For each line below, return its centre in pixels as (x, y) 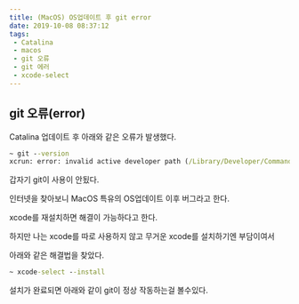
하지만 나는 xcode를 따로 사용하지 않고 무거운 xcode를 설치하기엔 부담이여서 (142, 236)
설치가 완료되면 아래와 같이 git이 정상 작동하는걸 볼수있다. (109, 291)
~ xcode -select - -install (57, 272)
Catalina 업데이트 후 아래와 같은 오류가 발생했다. (93, 136)
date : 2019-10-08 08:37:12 (59, 26)
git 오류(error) (48, 113)
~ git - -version (39, 153)
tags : (19, 34)
